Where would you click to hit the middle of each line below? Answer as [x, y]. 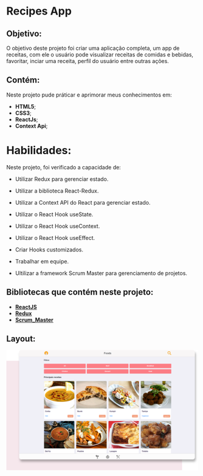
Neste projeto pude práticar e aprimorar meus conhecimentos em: [89, 95]
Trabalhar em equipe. [42, 261]
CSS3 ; [23, 113]
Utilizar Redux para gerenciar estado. [62, 179]
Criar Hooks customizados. [49, 250]
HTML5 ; [26, 106]
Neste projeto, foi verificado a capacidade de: [64, 167]
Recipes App [39, 11]
